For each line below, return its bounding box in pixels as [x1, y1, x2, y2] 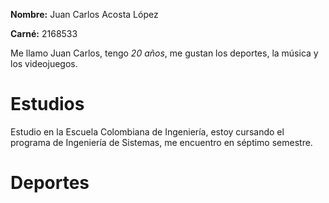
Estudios [10, 93, 85, 116]
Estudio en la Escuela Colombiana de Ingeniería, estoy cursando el [10, 125, 285, 138]
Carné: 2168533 [10, 28, 78, 39]
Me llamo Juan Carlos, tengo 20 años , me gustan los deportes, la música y [10, 47, 319, 59]
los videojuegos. [10, 58, 78, 69]
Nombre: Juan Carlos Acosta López [10, 9, 159, 20]
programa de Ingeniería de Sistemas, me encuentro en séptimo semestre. [10, 136, 313, 148]
